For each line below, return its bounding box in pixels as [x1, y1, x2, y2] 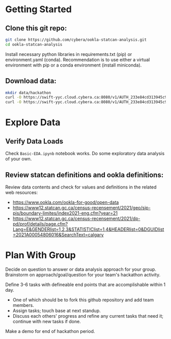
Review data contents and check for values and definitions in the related [5, 184, 157, 190]
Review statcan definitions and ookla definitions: [5, 170, 164, 179]
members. [12, 302, 34, 308]
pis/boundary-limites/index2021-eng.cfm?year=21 [12, 210, 118, 216]
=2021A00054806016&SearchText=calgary [12, 232, 104, 237]
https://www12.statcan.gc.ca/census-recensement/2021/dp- [12, 215, 140, 222]
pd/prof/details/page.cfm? [12, 221, 68, 227]
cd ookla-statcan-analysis [5, 42, 63, 47]
